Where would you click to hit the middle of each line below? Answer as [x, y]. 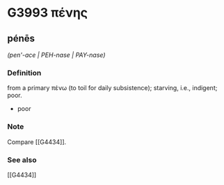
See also [22, 159]
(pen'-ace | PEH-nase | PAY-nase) [56, 55]
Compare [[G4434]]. [37, 142]
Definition [24, 73]
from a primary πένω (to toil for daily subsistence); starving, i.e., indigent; [112, 88]
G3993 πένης [48, 13]
